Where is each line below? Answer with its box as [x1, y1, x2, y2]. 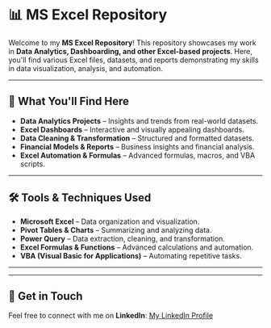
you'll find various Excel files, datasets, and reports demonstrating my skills [8, 55, 260, 65]
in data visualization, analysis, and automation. [8, 63, 164, 73]
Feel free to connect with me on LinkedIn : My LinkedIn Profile [8, 311, 214, 321]
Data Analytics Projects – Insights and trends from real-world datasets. [19, 116, 259, 125]
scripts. [19, 158, 46, 169]
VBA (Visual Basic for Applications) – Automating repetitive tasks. [19, 250, 242, 260]
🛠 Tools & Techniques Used [8, 191, 152, 205]
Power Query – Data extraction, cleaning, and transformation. [19, 233, 226, 243]
